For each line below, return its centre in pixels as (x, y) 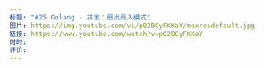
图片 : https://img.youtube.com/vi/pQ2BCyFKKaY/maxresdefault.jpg (132, 26)
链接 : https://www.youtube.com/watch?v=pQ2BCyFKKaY (106, 34)
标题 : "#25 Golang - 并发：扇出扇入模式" (80, 17)
